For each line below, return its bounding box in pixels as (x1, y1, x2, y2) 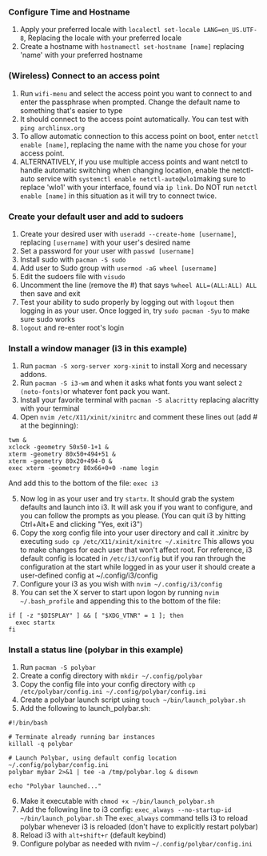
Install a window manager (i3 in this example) (8, 343, 188, 354)
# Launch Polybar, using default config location (8, 754, 177, 762)
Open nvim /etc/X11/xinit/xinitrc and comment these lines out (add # (19, 412, 258, 422)
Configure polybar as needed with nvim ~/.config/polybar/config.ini (19, 839, 253, 849)
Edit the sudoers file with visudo (19, 271, 126, 281)
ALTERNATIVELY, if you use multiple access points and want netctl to (19, 156, 248, 166)
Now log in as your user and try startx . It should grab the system (19, 494, 235, 504)
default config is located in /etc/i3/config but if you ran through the (19, 554, 246, 563)
